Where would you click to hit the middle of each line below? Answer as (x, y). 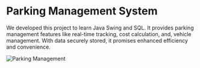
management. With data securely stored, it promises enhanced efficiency (97, 40)
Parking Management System (82, 11)
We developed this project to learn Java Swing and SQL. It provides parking (100, 28)
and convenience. (29, 47)
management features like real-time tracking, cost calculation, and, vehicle (99, 34)
